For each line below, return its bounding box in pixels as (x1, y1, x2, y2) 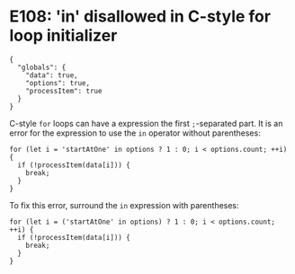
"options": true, (25, 78, 91, 87)
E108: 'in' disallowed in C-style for (9, 6, 272, 27)
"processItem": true (25, 86, 103, 95)
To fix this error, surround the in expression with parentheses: (9, 199, 240, 210)
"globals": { (17, 63, 67, 72)
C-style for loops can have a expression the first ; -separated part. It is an (9, 118, 283, 128)
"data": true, (25, 70, 78, 80)
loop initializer (9, 25, 118, 46)
